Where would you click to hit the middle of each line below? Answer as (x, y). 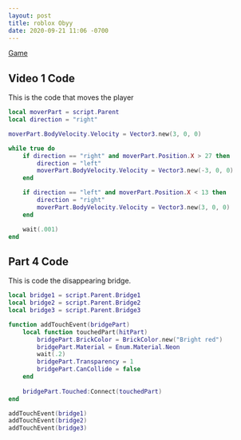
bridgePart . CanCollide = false (89, 369)
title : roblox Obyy (41, 23)
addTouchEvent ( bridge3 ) (48, 428)
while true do (32, 149)
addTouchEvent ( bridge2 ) (48, 421)
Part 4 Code (39, 262)
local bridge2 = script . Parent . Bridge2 (75, 303)
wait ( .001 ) (41, 229)
